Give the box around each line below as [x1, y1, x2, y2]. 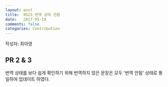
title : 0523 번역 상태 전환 [5, 12, 61, 17]
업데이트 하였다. [18, 76, 50, 82]
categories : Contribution [5, 26, 60, 31]
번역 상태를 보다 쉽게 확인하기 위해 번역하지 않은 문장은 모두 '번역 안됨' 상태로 [5, 69, 158, 76]
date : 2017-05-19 [5, 17, 47, 22]
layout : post [5, 7, 33, 13]
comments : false [5, 21, 39, 27]
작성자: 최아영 [5, 41, 33, 47]
